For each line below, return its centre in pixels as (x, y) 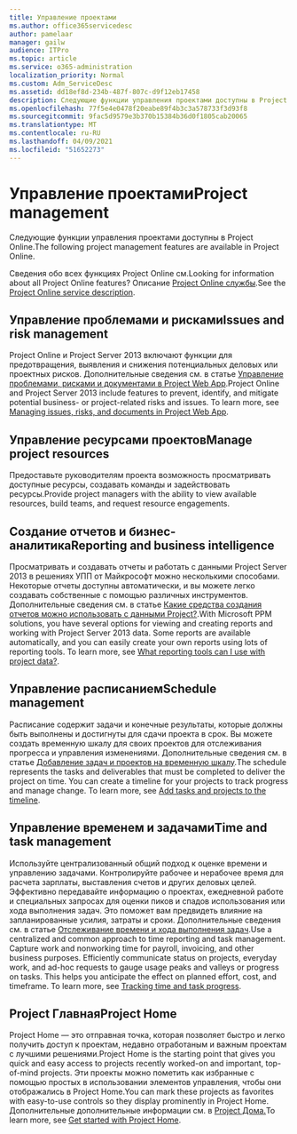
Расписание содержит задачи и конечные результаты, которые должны (146, 724)
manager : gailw (37, 42)
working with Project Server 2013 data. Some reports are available (130, 633)
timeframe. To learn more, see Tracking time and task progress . (125, 986)
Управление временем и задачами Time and (138, 828)
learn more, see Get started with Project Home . (95, 1120)
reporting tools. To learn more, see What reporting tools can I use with (137, 651)
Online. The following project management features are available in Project (144, 246)
